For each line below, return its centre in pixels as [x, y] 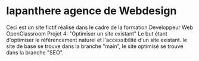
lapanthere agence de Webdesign [91, 11]
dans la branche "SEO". [35, 52]
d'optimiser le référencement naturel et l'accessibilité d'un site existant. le [97, 40]
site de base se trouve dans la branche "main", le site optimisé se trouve [95, 46]
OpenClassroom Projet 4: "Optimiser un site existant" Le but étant [87, 33]
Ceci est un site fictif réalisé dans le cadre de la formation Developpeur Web [100, 27]
